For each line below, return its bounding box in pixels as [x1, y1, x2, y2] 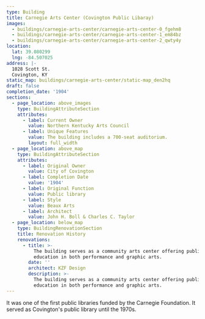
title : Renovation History [17, 231, 86, 237]
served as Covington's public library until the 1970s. [6, 306, 137, 313]
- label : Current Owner [22, 117, 84, 123]
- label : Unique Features [22, 129, 88, 135]
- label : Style [22, 197, 62, 203]
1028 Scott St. [12, 66, 51, 72]
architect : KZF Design [28, 265, 86, 271]
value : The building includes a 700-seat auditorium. [28, 134, 168, 141]
